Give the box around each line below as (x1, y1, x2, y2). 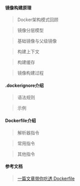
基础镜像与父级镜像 (17, 38, 57, 44)
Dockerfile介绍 (5, 118, 36, 123)
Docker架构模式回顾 (17, 17, 59, 23)
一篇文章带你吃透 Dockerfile (17, 175, 75, 181)
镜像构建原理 (5, 5, 31, 11)
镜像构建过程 (17, 70, 44, 76)
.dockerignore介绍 (5, 82, 44, 88)
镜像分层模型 (17, 28, 44, 34)
